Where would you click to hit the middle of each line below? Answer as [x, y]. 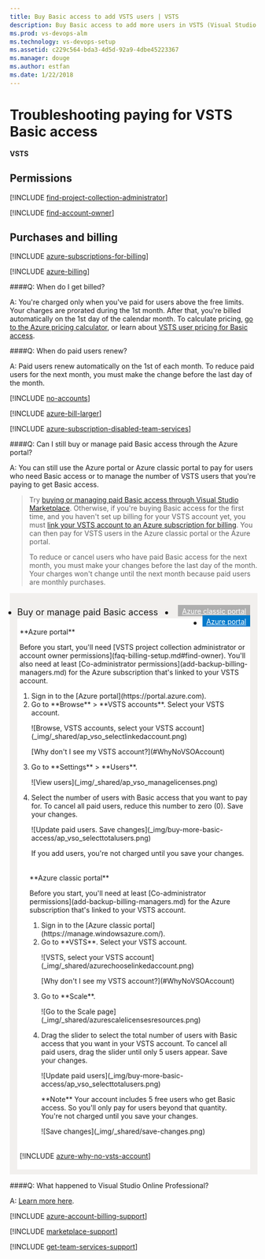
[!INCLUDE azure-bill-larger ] [56, 413]
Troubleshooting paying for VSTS [121, 115]
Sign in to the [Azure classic [86, 925]
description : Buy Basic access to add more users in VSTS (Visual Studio [133, 25]
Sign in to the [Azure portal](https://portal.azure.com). [119, 696]
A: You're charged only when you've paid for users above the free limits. [127, 302]
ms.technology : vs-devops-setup [63, 42]
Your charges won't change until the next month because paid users [140, 574]
